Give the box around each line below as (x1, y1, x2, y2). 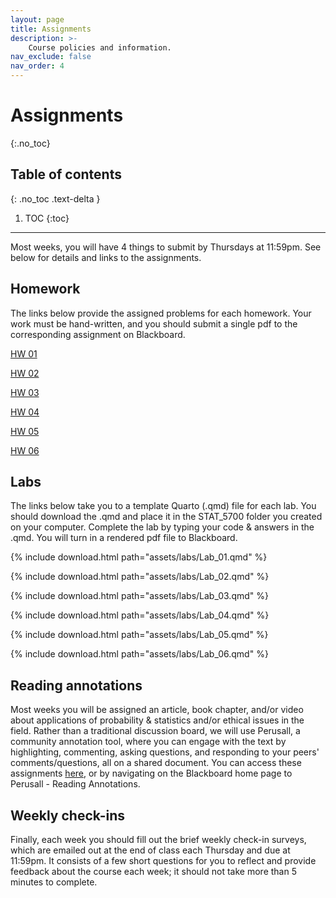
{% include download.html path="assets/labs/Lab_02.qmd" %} (10, 571, 270, 583)
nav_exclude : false (10, 52, 92, 62)
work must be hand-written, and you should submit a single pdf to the (10, 317, 298, 330)
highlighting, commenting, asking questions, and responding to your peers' (10, 746, 320, 758)
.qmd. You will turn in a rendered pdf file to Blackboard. (10, 532, 238, 544)
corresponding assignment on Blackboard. (10, 328, 186, 340)
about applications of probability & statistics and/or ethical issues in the (10, 714, 305, 726)
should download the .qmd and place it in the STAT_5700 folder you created (10, 511, 323, 523)
